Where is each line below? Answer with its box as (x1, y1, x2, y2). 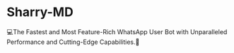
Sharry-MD (6, 4, 74, 20)
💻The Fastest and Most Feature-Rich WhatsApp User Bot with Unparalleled (6, 27, 228, 36)
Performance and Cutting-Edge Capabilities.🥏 (6, 38, 140, 46)
